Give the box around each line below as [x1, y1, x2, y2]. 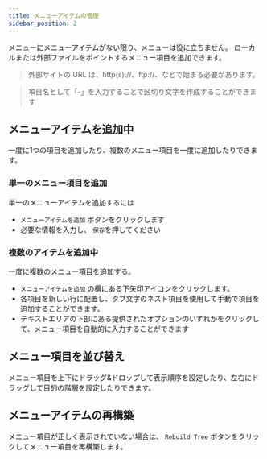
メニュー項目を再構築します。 [29, 441, 128, 451]
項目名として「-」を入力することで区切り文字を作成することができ [27, 86, 250, 97]
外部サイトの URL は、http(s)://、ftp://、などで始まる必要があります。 [27, 69, 260, 79]
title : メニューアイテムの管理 [8, 11, 99, 20]
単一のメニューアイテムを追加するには [8, 197, 135, 207]
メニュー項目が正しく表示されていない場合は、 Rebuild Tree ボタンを [8, 432, 239, 441]
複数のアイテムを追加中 [8, 246, 99, 258]
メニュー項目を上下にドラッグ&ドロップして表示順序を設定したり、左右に [8, 372, 253, 382]
